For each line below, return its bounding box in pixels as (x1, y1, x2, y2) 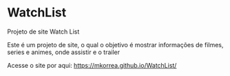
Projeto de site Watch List (7, 27, 80, 36)
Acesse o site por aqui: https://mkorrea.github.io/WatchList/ (7, 61, 177, 69)
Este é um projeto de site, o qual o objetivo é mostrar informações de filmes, (7, 40, 224, 49)
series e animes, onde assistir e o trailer (7, 48, 121, 56)
